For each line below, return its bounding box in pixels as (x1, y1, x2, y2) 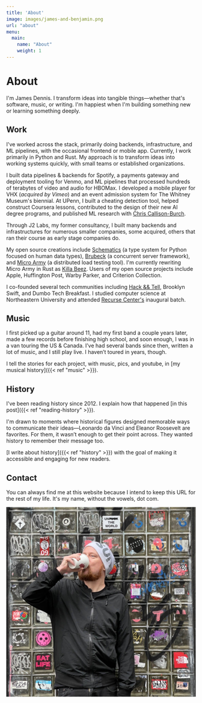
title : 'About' (6, 10, 44, 16)
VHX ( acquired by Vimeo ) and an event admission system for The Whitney (6, 190, 191, 198)
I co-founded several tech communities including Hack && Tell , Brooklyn (6, 283, 185, 290)
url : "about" (6, 22, 39, 28)
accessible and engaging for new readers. (6, 455, 111, 463)
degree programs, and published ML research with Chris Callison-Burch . (6, 209, 186, 217)
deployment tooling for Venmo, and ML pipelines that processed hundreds (6, 178, 191, 185)
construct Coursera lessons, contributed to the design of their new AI (6, 203, 179, 211)
